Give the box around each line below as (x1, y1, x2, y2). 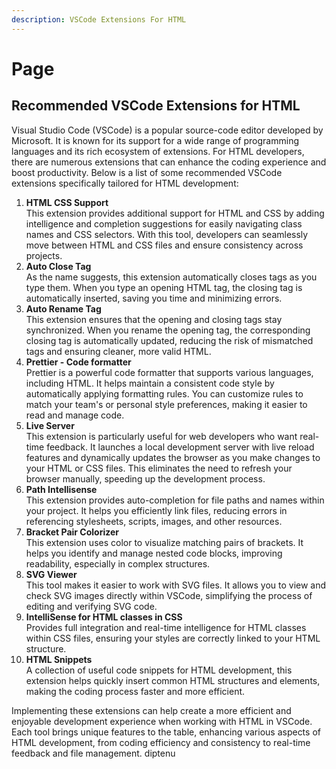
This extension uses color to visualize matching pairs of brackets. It (25, 536, 304, 548)
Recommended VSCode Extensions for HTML (11, 97, 301, 115)
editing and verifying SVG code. (25, 600, 158, 612)
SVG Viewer (25, 568, 78, 580)
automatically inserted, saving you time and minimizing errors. (25, 292, 283, 304)
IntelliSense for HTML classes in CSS (25, 611, 183, 623)
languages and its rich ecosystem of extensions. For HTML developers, (11, 145, 305, 157)
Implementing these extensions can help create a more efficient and (11, 704, 292, 716)
